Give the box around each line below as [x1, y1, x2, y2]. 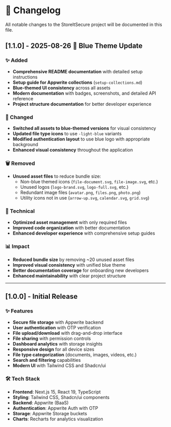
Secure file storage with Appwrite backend [12, 319, 104, 325]
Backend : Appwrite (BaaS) [12, 400, 69, 406]
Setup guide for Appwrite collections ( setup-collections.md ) [12, 79, 142, 86]
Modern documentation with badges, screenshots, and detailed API [12, 90, 156, 96]
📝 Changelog [5, 5, 61, 16]
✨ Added [5, 57, 28, 64]
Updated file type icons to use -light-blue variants [12, 130, 122, 136]
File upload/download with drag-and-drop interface [12, 330, 123, 336]
